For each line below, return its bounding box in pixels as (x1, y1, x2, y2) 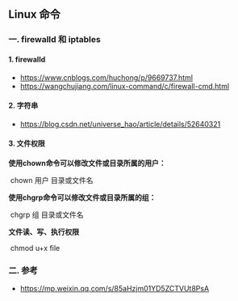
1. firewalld (8, 54, 46, 64)
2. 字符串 (8, 100, 39, 111)
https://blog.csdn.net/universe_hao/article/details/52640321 (19, 119, 221, 129)
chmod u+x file (10, 243, 61, 252)
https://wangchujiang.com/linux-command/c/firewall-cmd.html (19, 81, 230, 91)
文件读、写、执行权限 (8, 227, 79, 236)
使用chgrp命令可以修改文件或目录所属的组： (8, 193, 157, 202)
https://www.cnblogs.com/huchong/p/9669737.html (19, 72, 194, 83)
